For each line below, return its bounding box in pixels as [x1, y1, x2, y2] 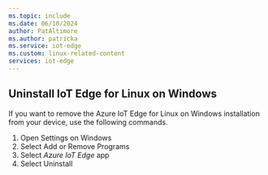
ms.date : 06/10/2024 [8, 19, 79, 28]
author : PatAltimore [8, 27, 79, 35]
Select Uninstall [19, 159, 73, 169]
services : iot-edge [8, 58, 75, 66]
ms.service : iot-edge [8, 42, 82, 50]
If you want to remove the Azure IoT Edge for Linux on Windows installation [8, 109, 260, 118]
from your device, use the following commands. [8, 117, 168, 126]
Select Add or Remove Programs [19, 141, 130, 151]
